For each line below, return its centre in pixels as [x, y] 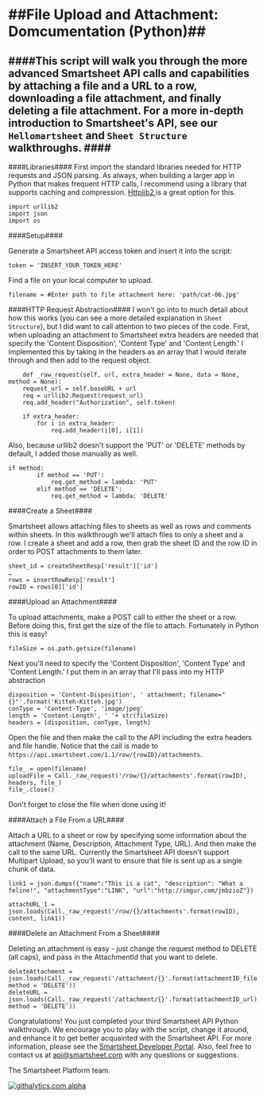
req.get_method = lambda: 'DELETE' [110, 496]
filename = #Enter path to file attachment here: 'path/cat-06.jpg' [124, 295]
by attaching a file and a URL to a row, [103, 85]
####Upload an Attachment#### [63, 601]
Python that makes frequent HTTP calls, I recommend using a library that [128, 184]
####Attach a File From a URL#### [66, 820]
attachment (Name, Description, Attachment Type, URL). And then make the [132, 844]
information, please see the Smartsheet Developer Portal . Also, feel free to [130, 1046]
